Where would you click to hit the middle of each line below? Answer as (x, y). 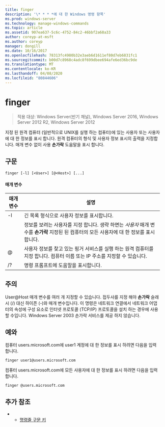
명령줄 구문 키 (33, 420)
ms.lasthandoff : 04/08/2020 (34, 74)
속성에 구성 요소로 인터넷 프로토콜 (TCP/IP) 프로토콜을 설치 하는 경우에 (82, 309)
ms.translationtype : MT (29, 64)
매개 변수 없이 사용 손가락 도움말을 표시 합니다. (60, 144)
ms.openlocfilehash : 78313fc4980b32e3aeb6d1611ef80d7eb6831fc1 (71, 55)
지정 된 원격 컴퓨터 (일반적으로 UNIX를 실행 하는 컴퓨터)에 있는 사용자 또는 (76, 132)
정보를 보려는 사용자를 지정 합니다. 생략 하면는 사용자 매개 (86, 225)
